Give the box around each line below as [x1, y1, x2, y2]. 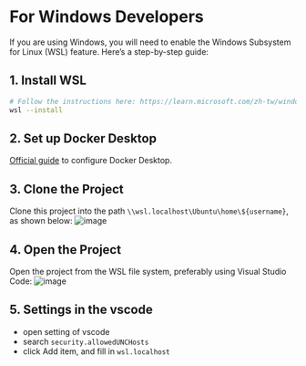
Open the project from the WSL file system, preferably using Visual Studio [9, 266, 287, 277]
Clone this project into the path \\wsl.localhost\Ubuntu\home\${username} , [9, 205, 290, 216]
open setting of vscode [22, 326, 110, 337]
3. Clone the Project [9, 181, 125, 197]
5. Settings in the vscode [9, 302, 153, 318]
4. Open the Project [9, 242, 121, 257]
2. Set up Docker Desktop [9, 131, 158, 146]
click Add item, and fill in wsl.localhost [22, 345, 170, 357]
